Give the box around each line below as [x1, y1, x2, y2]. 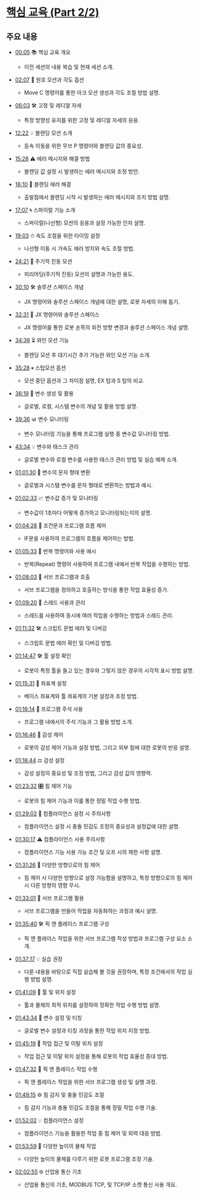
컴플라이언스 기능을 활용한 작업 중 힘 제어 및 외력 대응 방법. [23, 1130, 163, 1137]
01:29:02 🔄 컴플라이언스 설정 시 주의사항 [14, 810, 111, 817]
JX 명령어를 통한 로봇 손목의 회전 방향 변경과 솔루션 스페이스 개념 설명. [23, 324, 190, 331]
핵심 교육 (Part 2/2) [6, 5, 99, 19]
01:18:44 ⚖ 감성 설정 [14, 757, 65, 764]
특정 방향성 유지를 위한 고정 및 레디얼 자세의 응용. [23, 117, 140, 124]
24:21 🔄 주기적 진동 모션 [14, 258, 72, 265]
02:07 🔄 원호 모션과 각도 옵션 [14, 76, 84, 83]
